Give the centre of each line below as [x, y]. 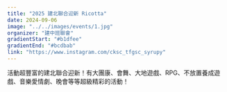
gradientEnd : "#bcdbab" [42, 46]
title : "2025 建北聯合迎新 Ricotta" [57, 13]
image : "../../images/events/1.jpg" [60, 26]
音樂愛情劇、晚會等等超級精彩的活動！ [74, 81]
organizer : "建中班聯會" [41, 33]
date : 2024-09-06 [32, 20]
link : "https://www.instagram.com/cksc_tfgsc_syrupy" [87, 53]
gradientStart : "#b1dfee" [44, 39]
